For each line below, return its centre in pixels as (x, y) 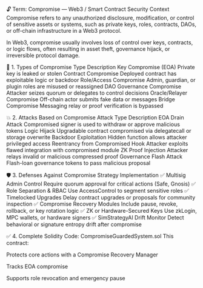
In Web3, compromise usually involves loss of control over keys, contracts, (100, 42)
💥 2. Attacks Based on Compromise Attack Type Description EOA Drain (95, 117)
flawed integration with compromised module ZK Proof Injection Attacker (97, 150)
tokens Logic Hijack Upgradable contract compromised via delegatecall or (99, 131)
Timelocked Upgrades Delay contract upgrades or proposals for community (101, 197)
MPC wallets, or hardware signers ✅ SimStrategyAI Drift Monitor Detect (95, 217)
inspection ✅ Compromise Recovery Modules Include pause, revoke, (92, 204)
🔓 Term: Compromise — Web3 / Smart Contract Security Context (88, 9)
